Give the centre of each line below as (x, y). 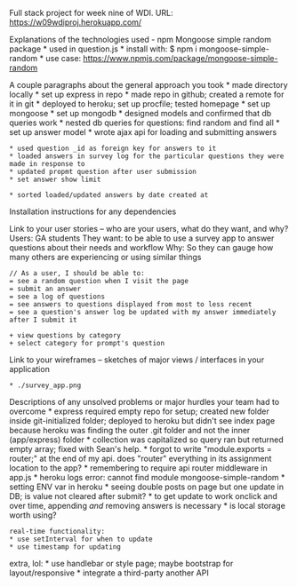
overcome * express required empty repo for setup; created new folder (139, 411)
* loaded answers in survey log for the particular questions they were (147, 156)
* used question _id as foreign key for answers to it (113, 148)
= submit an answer (45, 289)
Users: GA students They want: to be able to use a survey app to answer (142, 238)
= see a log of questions (57, 297)
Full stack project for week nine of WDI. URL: (91, 13)
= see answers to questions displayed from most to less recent (131, 305)
